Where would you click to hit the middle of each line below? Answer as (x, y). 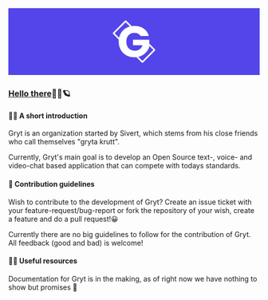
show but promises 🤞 (43, 287)
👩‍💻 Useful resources (43, 261)
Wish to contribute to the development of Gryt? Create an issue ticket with (130, 202)
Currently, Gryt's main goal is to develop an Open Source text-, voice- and (130, 157)
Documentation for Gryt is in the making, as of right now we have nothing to (133, 278)
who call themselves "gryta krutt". (64, 142)
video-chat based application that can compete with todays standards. (124, 166)
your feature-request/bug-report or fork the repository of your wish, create (132, 210)
